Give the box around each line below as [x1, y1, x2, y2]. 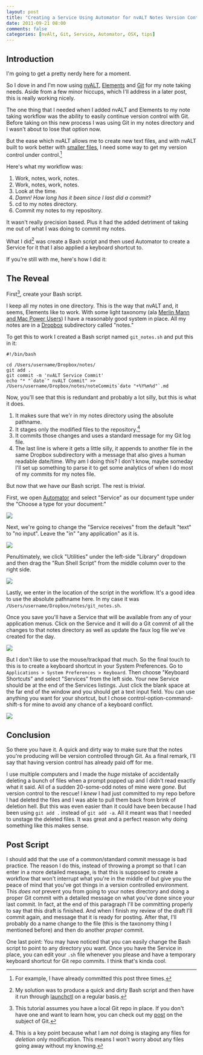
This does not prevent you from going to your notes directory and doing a [6, 888, 189, 895]
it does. [6, 400, 25, 407]
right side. [6, 566, 31, 573]
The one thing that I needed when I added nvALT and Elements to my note [6, 106, 190, 113]
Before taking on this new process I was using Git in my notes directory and [6, 119, 195, 126]
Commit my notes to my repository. [14, 206, 103, 214]
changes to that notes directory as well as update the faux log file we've [6, 626, 185, 634]
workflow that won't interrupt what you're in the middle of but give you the [6, 875, 192, 882]
